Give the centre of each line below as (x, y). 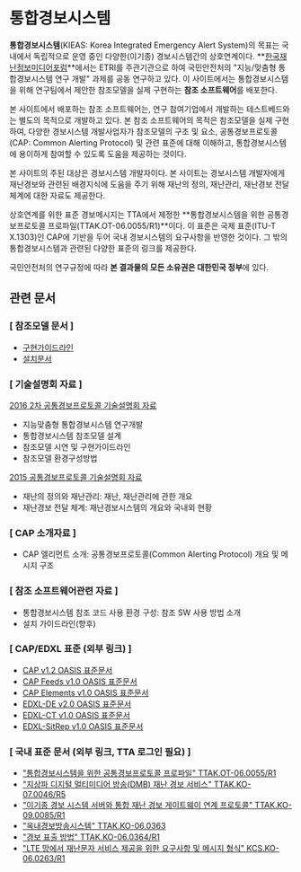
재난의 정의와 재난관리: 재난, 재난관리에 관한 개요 (107, 496)
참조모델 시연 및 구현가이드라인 (76, 446)
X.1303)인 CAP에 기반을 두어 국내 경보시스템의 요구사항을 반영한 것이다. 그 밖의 (148, 237)
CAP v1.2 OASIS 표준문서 (67, 670)
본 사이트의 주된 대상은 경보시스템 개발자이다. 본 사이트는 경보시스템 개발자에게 (147, 172)
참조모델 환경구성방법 (60, 458)
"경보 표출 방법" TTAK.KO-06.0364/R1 (91, 837)
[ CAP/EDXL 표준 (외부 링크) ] (71, 649)
